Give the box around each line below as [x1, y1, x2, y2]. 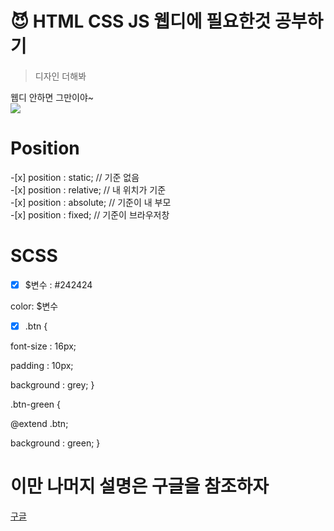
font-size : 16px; [10, 340, 77, 352]
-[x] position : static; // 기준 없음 [10, 171, 140, 183]
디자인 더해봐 [34, 70, 87, 82]
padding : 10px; [10, 359, 74, 371]
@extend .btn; [10, 417, 69, 429]
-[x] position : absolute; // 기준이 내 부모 [10, 196, 172, 208]
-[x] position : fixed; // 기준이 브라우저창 [10, 208, 170, 221]
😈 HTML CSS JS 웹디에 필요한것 [10, 10, 272, 33]
